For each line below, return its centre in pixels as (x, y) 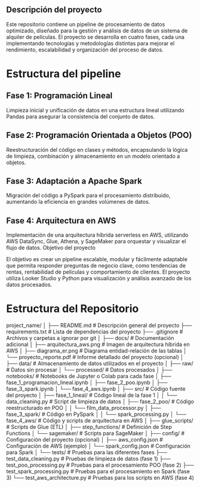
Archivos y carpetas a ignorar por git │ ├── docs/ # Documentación (90, 338)
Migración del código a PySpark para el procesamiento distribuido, (88, 195)
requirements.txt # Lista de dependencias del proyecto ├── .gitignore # (95, 332)
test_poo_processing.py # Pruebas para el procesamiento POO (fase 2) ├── (100, 465)
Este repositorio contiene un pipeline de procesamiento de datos (86, 24)
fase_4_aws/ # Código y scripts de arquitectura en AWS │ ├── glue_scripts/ (100, 421)
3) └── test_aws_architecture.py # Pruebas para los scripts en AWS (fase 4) (100, 478)
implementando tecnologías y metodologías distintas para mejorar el (90, 43)
